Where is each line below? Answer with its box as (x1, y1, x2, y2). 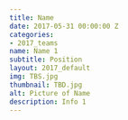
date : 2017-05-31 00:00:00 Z (9, 22, 119, 31)
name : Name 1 (9, 47, 59, 56)
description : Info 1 (9, 97, 87, 106)
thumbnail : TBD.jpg (9, 80, 83, 89)
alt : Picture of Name (9, 88, 91, 97)
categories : (9, 30, 54, 39)
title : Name (9, 13, 54, 23)
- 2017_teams (9, 38, 59, 48)
